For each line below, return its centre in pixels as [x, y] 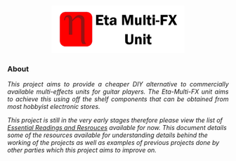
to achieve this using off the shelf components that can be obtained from [118, 99]
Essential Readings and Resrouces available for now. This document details [117, 128]
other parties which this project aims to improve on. [82, 150]
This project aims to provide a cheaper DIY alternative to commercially [118, 84]
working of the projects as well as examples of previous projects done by [113, 143]
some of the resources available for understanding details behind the [108, 135]
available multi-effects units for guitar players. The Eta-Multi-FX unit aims [118, 92]
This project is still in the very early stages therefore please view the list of [115, 120]
